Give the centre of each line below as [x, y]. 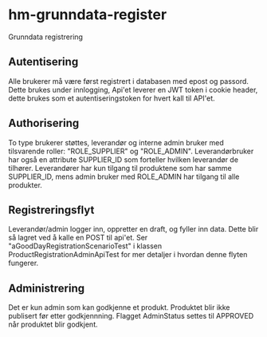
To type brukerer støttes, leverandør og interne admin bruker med [116, 142]
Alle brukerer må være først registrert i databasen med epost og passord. [129, 81]
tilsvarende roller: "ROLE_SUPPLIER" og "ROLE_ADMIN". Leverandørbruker [131, 151]
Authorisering [44, 123]
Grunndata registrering [46, 37]
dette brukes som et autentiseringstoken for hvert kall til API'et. [112, 98]
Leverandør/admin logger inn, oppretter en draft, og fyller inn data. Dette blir [133, 229]
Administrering [47, 288]
